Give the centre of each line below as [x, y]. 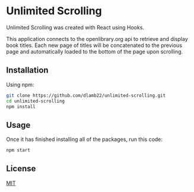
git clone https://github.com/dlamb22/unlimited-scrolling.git [86, 95]
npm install [21, 106]
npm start [18, 150]
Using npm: [20, 84]
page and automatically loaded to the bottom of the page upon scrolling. [95, 51]
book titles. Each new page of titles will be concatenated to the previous [94, 45]
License [21, 169]
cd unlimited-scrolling [36, 101]
